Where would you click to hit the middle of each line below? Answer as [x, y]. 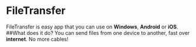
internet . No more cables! [37, 39]
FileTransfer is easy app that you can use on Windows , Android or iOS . [92, 27]
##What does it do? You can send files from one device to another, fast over [98, 32]
